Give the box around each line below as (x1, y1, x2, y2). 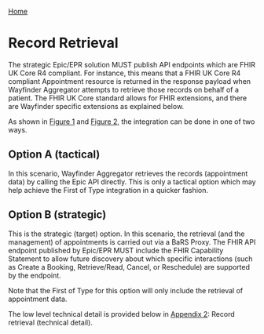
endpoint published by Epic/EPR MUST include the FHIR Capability (8, 245, 224, 255)
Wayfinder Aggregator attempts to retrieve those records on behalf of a (8, 85, 240, 94)
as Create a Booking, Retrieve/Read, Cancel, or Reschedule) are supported (8, 262, 250, 271)
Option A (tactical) (8, 148, 101, 162)
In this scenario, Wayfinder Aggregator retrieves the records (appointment (8, 169, 248, 178)
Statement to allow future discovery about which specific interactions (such (8, 254, 253, 263)
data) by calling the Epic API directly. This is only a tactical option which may (8, 176, 256, 187)
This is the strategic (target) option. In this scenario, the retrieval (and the (8, 229, 245, 238)
